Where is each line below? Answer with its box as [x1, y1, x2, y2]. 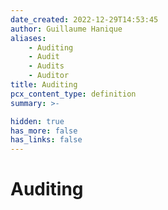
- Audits [28, 61, 65, 71]
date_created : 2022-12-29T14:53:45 [10, 14, 159, 25]
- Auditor [28, 71, 70, 81]
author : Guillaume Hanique [10, 24, 123, 34]
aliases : [10, 33, 47, 43]
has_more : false [10, 126, 78, 136]
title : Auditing [10, 80, 78, 90]
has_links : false [10, 135, 83, 145]
